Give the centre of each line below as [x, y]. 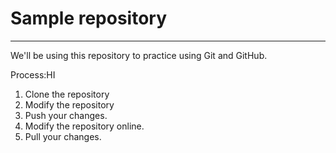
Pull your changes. [63, 136]
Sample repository [89, 18]
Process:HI [33, 74]
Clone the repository [67, 94]
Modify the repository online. [84, 126]
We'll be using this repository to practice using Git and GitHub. [139, 55]
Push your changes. [66, 115]
